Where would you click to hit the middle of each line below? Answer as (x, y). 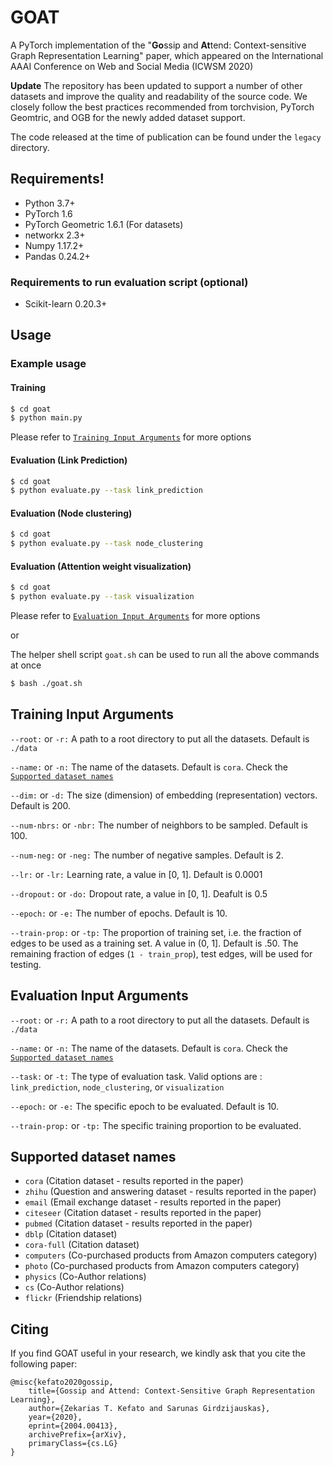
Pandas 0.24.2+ (57, 256)
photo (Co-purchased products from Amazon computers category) (162, 1266)
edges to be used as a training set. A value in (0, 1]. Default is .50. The (154, 943)
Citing (29, 1329)
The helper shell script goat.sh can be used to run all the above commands (165, 655)
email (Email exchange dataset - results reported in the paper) (153, 1202)
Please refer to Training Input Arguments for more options (131, 437)
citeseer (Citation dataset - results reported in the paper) (143, 1213)
